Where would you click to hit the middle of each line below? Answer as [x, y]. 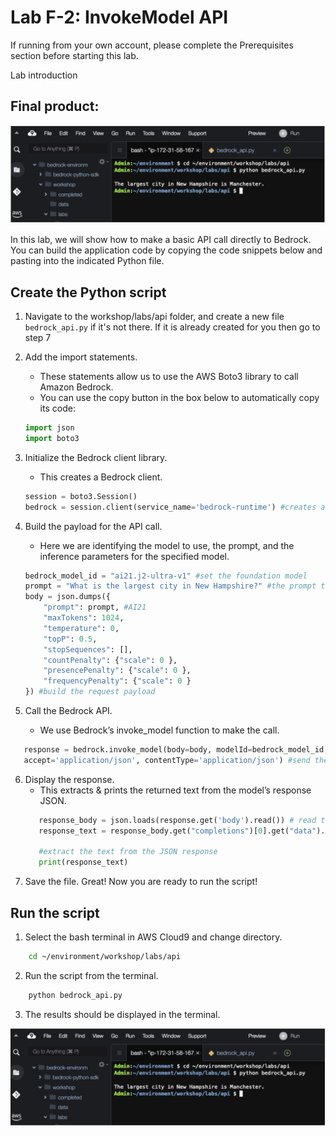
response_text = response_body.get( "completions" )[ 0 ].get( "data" [177, 831]
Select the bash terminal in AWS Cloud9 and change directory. [153, 937]
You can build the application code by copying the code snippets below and [166, 250]
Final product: [55, 106]
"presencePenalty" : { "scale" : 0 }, [117, 671]
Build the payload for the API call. [93, 526]
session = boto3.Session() [81, 496]
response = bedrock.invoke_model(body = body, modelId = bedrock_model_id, [176, 750]
